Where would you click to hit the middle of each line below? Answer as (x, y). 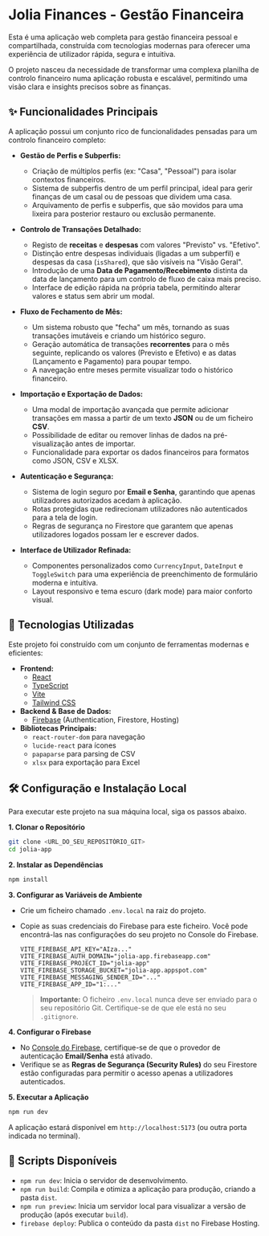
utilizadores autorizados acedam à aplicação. (107, 500)
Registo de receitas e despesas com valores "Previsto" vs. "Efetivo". (146, 245)
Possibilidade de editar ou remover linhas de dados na (122, 434)
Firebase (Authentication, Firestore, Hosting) (105, 720)
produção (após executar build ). (74, 1214)
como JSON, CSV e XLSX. (75, 460)
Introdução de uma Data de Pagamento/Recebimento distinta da (140, 270)
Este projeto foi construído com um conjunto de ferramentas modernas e (129, 644)
